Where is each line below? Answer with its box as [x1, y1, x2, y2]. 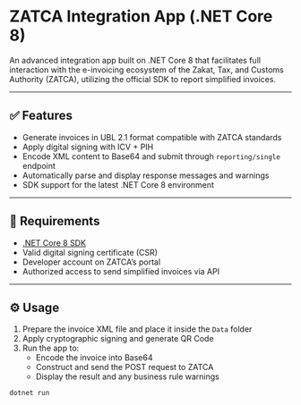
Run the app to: [21, 342, 80, 354]
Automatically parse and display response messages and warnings [21, 170, 270, 181]
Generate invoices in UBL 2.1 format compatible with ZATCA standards [21, 131, 282, 142]
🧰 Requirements [9, 214, 100, 229]
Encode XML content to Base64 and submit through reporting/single [21, 150, 280, 162]
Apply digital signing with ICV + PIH [21, 141, 154, 152]
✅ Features [9, 108, 73, 123]
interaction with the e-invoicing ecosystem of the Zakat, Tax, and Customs [9, 64, 284, 75]
